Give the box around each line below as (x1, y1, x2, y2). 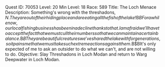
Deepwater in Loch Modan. (5, 57, 60, 62)
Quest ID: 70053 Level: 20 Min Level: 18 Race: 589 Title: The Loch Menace (5, 4, 157, 10)
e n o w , (5, 20, 18, 26)
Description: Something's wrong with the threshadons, (5, 9, 116, 15)
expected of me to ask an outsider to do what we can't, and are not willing (5, 46, 156, 52)
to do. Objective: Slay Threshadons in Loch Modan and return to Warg (5, 51, 147, 57)
